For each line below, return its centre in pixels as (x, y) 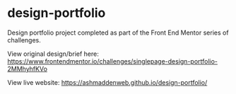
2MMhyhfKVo (28, 69)
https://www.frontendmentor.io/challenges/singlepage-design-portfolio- (112, 61)
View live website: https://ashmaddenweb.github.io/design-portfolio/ (107, 82)
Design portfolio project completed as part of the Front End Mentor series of (118, 33)
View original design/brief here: (53, 54)
